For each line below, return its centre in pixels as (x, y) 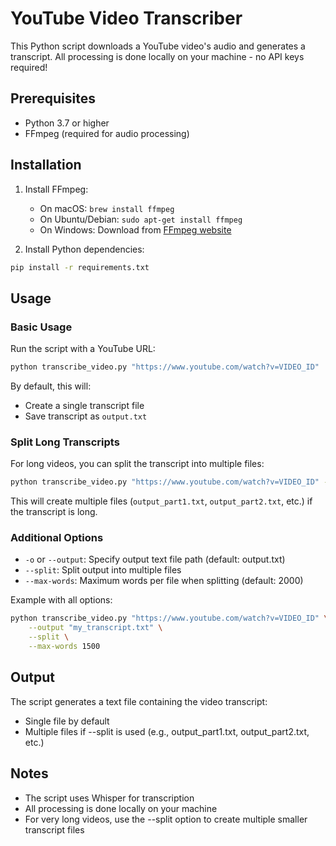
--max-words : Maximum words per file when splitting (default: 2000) (164, 581)
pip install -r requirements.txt (80, 267)
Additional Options (57, 538)
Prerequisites (53, 98)
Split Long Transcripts (65, 442)
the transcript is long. (54, 512)
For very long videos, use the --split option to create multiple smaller (166, 819)
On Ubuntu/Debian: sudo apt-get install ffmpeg (141, 219)
